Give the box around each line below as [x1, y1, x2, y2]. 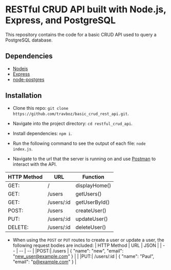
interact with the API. [12, 161, 57, 167]
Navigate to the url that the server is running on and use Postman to [12, 156, 156, 162]
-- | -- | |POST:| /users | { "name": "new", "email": [18, 247, 124, 254]
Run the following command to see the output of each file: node [12, 140, 146, 146]
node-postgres [12, 76, 45, 83]
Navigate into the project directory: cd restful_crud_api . [12, 120, 133, 126]
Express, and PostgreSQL [5, 14, 116, 26]
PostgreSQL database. [5, 37, 53, 43]
